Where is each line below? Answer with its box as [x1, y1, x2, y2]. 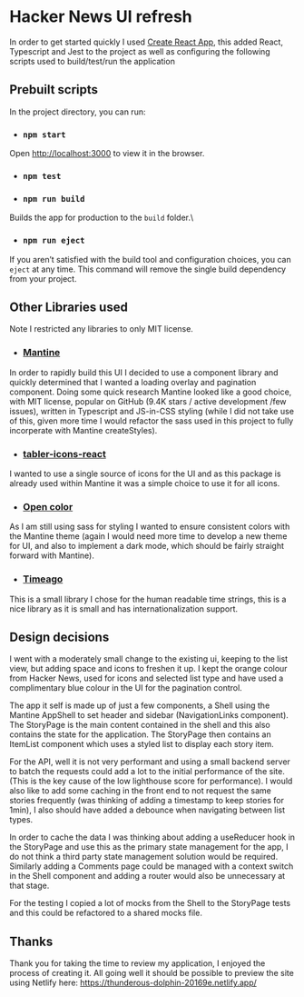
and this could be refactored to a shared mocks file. [9, 907, 202, 919]
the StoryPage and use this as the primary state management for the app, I [9, 842, 289, 852]
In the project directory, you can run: [9, 106, 146, 117]
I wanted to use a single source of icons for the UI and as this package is [9, 468, 281, 479]
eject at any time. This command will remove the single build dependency [9, 264, 287, 274]
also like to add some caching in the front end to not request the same [9, 785, 272, 796]
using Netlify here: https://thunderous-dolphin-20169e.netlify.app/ [9, 977, 257, 988]
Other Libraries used [9, 299, 129, 314]
